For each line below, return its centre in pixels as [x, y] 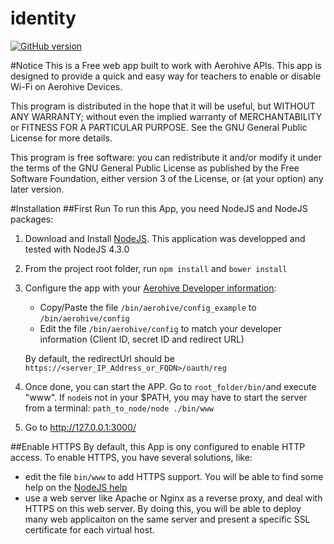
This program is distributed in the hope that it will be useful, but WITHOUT [163, 106]
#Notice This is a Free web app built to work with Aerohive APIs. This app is [166, 65]
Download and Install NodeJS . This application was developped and [165, 238]
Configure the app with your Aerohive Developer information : [150, 288]
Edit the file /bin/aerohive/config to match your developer [160, 328]
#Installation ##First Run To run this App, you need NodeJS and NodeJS [159, 208]
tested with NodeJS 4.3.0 [77, 249]
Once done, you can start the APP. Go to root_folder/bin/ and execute [170, 386]
